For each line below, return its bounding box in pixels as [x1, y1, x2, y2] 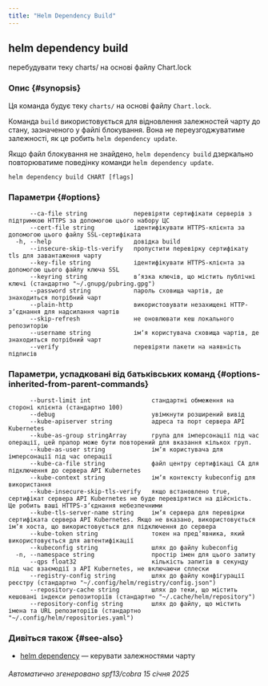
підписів [8, 350, 38, 358]
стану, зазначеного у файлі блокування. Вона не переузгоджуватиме [8, 125, 246, 135]
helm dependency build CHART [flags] [8, 173, 134, 181]
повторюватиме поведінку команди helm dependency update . [8, 157, 214, 167]
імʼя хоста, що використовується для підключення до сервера [8, 523, 217, 531]
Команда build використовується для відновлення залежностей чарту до [8, 116, 261, 126]
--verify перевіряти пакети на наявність [29, 343, 242, 351]
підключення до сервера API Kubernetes [8, 466, 142, 475]
